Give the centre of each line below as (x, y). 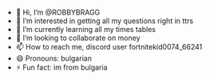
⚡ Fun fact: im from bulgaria (61, 67)
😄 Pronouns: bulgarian (53, 58)
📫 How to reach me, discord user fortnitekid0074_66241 (109, 47)
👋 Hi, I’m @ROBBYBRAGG (58, 12)
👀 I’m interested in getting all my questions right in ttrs (105, 21)
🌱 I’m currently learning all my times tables (86, 29)
